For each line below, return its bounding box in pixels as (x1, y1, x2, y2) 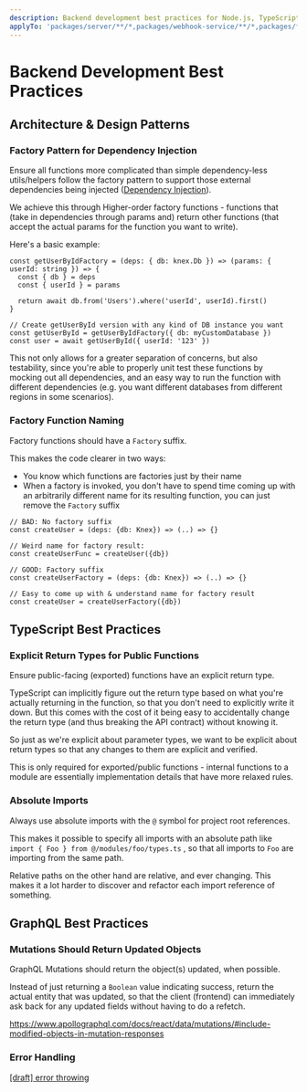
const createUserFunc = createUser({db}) (9, 549, 170, 558)
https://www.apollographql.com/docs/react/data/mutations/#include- (9, 1019, 271, 1030)
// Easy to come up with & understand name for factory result (9, 589, 256, 598)
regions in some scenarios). (9, 392, 114, 403)
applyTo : (9, 22, 43, 31)
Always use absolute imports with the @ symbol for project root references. (9, 814, 291, 826)
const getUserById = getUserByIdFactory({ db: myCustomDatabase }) (9, 329, 272, 338)
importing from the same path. (9, 852, 124, 863)
